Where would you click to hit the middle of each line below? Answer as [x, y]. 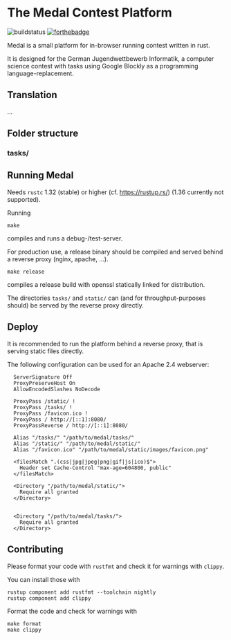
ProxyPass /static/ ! [45, 401]
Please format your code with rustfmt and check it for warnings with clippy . [116, 566]
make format [24, 623]
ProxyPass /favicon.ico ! [51, 413]
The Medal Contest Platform [90, 13]
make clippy [24, 630]
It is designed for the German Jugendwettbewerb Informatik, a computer [111, 58]
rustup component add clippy [49, 598]
